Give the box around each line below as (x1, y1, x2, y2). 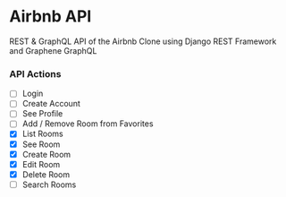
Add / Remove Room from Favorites (21, 118, 154, 129)
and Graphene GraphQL (9, 45, 97, 56)
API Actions (9, 67, 62, 80)
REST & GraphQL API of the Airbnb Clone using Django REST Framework (9, 36, 277, 47)
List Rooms (21, 128, 64, 140)
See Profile (21, 108, 63, 119)
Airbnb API (9, 6, 92, 27)
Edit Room (21, 158, 61, 169)
